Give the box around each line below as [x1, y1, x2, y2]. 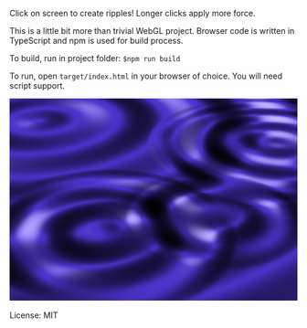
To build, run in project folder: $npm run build [9, 53, 181, 63]
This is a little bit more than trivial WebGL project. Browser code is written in [9, 26, 295, 36]
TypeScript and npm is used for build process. [9, 36, 184, 46]
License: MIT [9, 310, 58, 321]
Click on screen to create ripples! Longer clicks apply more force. [9, 8, 256, 18]
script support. [9, 80, 66, 90]
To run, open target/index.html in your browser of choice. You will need [9, 70, 283, 81]
